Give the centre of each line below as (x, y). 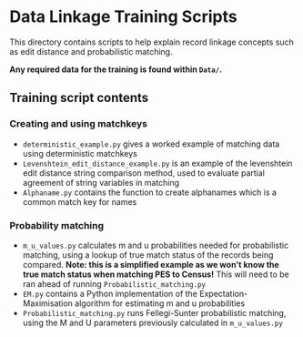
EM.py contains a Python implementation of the (110, 293)
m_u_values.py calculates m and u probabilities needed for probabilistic (156, 245)
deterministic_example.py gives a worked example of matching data (151, 144)
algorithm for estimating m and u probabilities (160, 303)
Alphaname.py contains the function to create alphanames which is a (150, 192)
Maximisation (47, 303)
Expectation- (224, 293)
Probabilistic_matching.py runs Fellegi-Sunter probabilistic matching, (154, 312)
